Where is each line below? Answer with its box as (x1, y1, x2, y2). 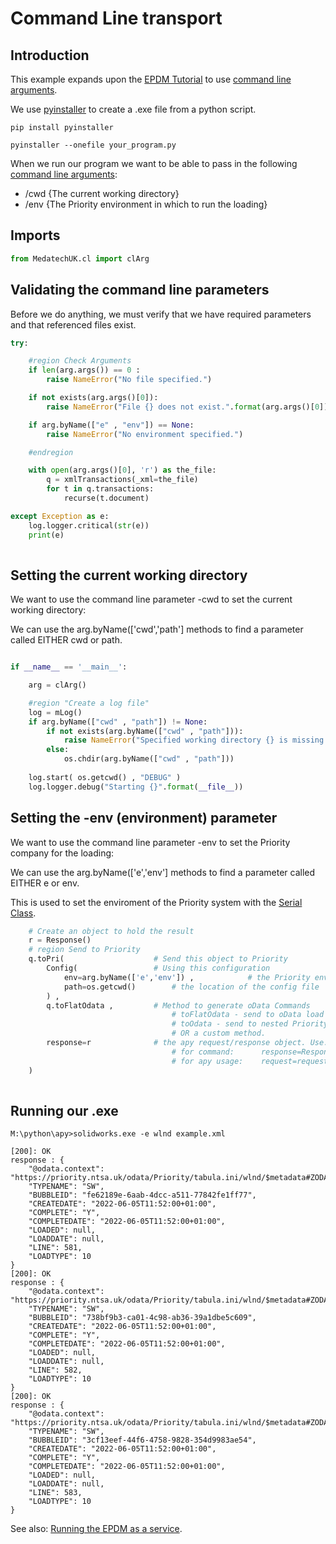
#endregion (28, 447, 74, 457)
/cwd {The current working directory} (24, 188, 180, 199)
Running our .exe (10, 1102, 119, 1119)
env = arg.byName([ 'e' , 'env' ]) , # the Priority (63, 972, 311, 982)
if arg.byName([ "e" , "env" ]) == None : (28, 420, 195, 430)
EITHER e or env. (10, 877, 80, 889)
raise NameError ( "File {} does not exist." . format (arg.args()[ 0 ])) (46, 402, 333, 412)
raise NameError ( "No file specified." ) (46, 375, 213, 385)
